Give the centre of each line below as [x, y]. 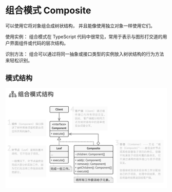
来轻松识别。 [19, 60]
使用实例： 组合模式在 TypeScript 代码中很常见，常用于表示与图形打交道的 [84, 36]
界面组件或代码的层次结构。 [39, 43]
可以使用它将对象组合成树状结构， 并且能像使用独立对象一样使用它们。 [80, 26]
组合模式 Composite [48, 11]
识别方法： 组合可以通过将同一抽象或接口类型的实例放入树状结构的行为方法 [85, 54]
